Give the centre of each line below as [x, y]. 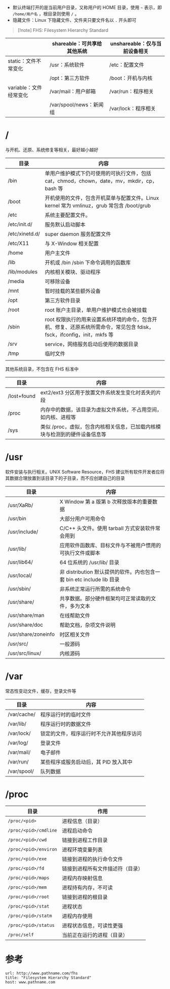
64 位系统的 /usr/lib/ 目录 [90, 562]
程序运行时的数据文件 [66, 724]
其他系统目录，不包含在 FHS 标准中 [42, 369]
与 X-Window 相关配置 [72, 243]
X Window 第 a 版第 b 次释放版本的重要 [106, 502]
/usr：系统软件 [67, 65]
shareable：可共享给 [77, 44]
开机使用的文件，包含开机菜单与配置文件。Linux [102, 198]
